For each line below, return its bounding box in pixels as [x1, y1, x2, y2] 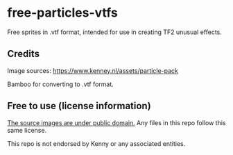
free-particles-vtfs [7, 5, 118, 21]
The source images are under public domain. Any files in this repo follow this [7, 118, 226, 127]
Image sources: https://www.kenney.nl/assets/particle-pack [7, 66, 179, 74]
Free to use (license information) [7, 100, 151, 112]
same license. [7, 126, 47, 134]
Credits [7, 48, 40, 60]
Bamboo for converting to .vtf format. [7, 80, 114, 88]
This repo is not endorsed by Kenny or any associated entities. [7, 139, 186, 147]
